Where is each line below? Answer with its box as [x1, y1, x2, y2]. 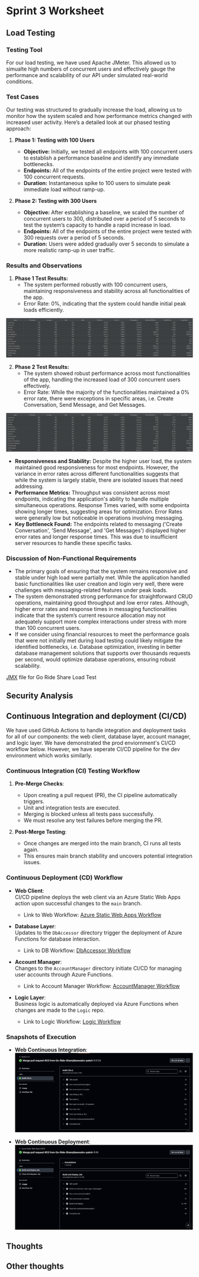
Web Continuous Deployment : [14, 1138, 91, 1145]
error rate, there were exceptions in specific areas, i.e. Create [23, 395, 174, 402]
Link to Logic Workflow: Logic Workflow [23, 1018, 121, 1025]
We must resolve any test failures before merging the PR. [23, 817, 163, 824]
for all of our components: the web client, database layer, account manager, [6, 733, 191, 740]
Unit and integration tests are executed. [23, 804, 120, 811]
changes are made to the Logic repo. [14, 1007, 105, 1014]
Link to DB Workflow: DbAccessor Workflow [23, 947, 131, 954]
